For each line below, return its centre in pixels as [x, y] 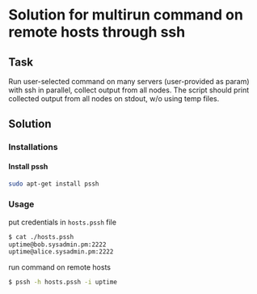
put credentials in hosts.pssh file [63, 222]
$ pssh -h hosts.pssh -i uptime [63, 282]
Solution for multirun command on [126, 15]
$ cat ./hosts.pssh [41, 236]
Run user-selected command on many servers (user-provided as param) [129, 81]
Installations [33, 147]
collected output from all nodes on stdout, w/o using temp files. [114, 98]
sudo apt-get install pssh [54, 184]
